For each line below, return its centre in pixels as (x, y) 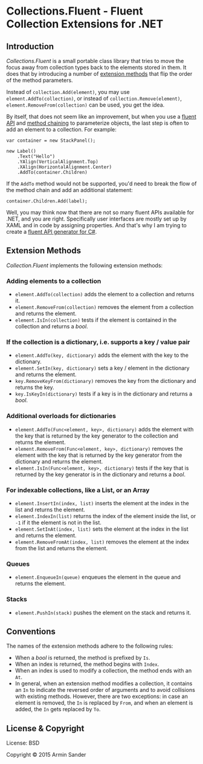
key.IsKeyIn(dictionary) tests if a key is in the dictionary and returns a (104, 394)
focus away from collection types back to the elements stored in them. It (96, 67)
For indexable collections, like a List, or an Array (78, 490)
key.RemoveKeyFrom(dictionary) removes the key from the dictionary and (105, 381)
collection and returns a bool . (52, 327)
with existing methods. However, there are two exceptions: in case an (101, 696)
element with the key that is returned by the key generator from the (98, 455)
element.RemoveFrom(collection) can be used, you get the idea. (85, 105)
